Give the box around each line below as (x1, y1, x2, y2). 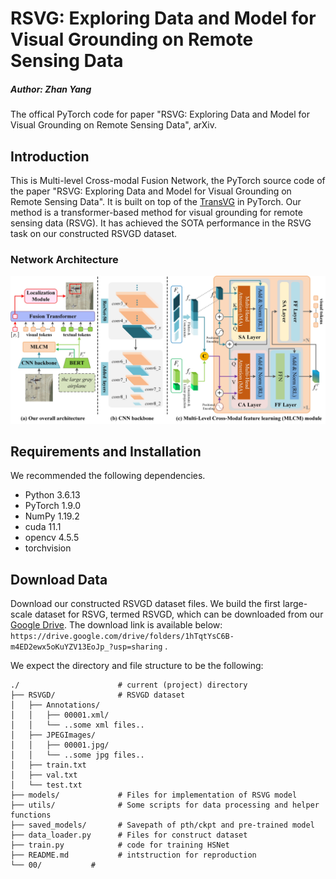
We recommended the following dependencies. (10, 470, 206, 482)
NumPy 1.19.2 (24, 510, 80, 522)
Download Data (10, 571, 108, 588)
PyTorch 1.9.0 (24, 500, 82, 512)
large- (282, 598, 308, 610)
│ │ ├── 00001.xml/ (10, 710, 110, 721)
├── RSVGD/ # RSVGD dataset (10, 690, 186, 701)
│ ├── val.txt (10, 770, 78, 781)
